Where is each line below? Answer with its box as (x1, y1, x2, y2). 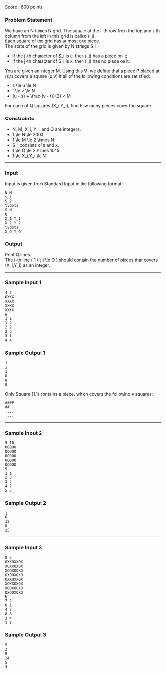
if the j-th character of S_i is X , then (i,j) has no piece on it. (12, 58, 130, 64)
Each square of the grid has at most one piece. (5, 38, 100, 44)
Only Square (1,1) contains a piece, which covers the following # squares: (5, 391, 153, 396)
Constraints (5, 115, 35, 122)
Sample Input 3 (5, 544, 42, 551)
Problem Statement (5, 16, 53, 23)
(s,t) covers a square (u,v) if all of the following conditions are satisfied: (5, 73, 150, 79)
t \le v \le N (12, 88, 35, 94)
